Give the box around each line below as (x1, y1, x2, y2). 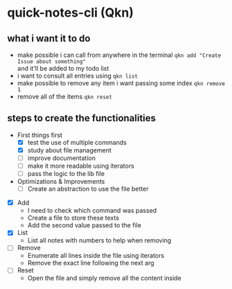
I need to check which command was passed (27, 207, 157, 215)
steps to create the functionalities (7, 112, 157, 124)
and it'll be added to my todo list (17, 64, 109, 72)
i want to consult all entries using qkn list (17, 71, 139, 80)
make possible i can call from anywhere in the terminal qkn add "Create (17, 51, 222, 59)
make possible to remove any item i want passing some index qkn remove (17, 79, 225, 87)
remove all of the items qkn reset (17, 92, 113, 100)
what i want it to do (7, 33, 91, 44)
